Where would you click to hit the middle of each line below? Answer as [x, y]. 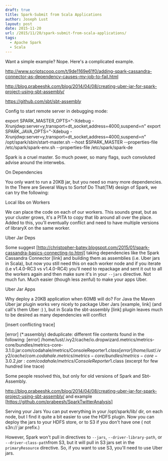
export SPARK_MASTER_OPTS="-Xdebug [48, 120]
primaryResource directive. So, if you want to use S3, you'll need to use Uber [84, 447]
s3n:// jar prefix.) [23, 427]
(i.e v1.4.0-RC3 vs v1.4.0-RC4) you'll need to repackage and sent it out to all [83, 268]
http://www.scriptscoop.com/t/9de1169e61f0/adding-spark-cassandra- [78, 71]
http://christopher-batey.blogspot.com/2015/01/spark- [94, 247]
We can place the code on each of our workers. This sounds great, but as [81, 212]
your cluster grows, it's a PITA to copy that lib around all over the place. [79, 217]
